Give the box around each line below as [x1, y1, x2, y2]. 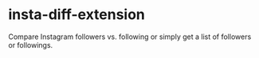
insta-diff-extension [8, 6, 146, 24]
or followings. [8, 40, 53, 49]
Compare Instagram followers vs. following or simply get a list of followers [8, 32, 252, 41]
